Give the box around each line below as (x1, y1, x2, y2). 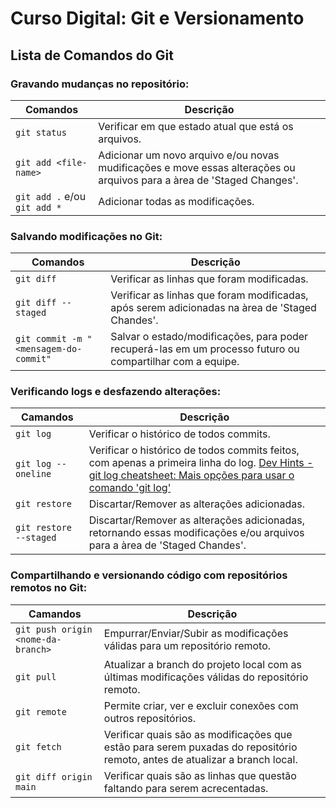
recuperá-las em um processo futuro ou (110, 342, 300, 356)
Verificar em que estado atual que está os (98, 119, 294, 133)
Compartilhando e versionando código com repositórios (10, 568, 288, 582)
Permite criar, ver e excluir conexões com (103, 698, 299, 712)
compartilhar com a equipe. (110, 355, 240, 369)
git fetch (15, 741, 62, 752)
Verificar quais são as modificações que (103, 727, 293, 741)
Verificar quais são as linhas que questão (103, 768, 297, 782)
